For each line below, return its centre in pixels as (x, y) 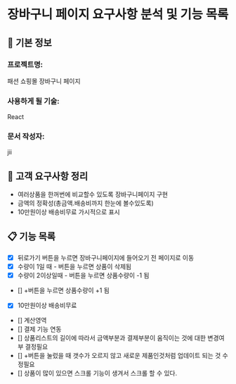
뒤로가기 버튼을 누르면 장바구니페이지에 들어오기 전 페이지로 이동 (106, 258)
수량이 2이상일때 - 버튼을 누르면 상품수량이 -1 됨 (83, 275)
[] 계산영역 (32, 321)
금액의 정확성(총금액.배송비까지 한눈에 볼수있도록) (86, 203)
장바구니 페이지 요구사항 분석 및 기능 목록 (118, 14)
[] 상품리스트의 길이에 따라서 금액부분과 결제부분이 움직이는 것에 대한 (111, 338)
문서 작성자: (26, 137)
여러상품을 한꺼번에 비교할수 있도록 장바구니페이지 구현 (93, 194)
